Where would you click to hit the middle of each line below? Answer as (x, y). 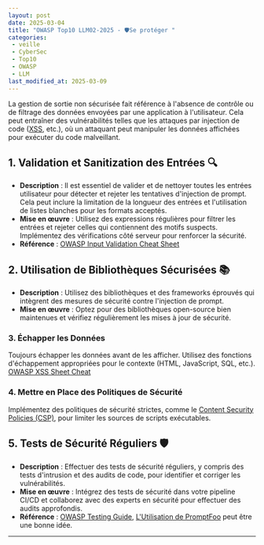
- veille (26, 45)
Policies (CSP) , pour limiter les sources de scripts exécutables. (110, 418)
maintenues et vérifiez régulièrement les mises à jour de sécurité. (125, 318)
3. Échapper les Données (57, 338)
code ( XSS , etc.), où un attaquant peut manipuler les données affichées (124, 129)
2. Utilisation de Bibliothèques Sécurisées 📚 (119, 269)
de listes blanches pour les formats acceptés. (93, 211)
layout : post (29, 15)
